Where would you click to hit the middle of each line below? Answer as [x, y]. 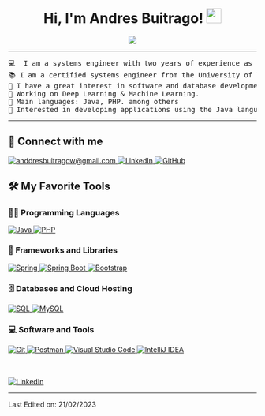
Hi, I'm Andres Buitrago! [123, 19]
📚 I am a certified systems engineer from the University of [131, 75]
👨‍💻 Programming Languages [64, 213]
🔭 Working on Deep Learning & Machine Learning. [104, 94]
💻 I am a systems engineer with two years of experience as [130, 63]
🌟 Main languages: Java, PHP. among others [93, 101]
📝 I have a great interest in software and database [112, 86]
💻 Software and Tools [51, 329]
